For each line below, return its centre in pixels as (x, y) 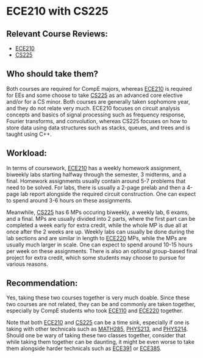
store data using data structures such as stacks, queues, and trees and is (98, 127)
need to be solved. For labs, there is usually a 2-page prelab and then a (96, 187)
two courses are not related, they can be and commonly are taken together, (101, 304)
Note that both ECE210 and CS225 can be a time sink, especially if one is (98, 323)
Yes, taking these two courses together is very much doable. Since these (98, 298)
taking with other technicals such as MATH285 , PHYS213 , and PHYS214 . (97, 329)
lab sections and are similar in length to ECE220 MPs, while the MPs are (97, 238)
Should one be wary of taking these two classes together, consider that (96, 335)
